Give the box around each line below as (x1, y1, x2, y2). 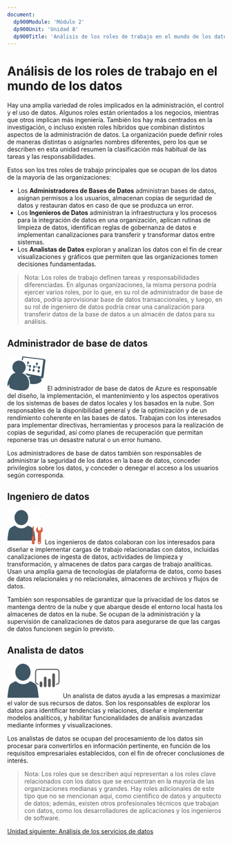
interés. (7, 756, 29, 765)
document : (7, 11, 36, 18)
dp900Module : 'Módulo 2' (13, 18, 85, 26)
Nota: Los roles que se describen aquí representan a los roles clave (23, 769, 216, 778)
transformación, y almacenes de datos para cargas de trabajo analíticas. (7, 559, 213, 568)
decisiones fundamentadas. (17, 260, 97, 269)
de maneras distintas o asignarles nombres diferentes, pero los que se (7, 138, 208, 146)
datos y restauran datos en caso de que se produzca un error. (17, 201, 194, 210)
